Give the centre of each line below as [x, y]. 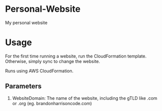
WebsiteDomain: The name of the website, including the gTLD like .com [85, 98]
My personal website [26, 23]
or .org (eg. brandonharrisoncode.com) [52, 103]
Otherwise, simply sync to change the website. [53, 61]
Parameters [23, 86]
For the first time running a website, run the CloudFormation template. [76, 56]
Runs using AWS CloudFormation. [39, 71]
